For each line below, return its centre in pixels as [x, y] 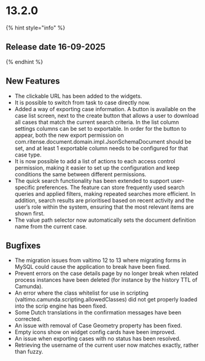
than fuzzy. [29, 352]
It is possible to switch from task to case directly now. [83, 103]
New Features [33, 81]
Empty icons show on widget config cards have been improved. [95, 332]
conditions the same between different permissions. [80, 174]
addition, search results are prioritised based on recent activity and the [104, 200]
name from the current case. [51, 226]
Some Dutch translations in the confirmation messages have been [98, 312]
